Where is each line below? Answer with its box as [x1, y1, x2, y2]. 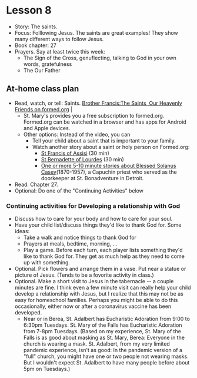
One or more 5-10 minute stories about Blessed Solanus [41, 162, 176, 169]
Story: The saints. [14, 23, 58, 30]
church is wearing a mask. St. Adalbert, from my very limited [23, 340, 171, 347]
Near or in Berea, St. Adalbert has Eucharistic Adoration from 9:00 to [23, 316, 190, 323]
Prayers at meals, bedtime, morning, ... [23, 240, 118, 247]
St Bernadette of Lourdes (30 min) [41, 155, 125, 163]
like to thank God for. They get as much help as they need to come [23, 253, 185, 260]
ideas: [14, 228, 30, 235]
